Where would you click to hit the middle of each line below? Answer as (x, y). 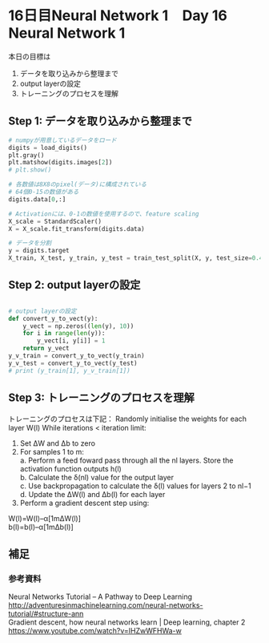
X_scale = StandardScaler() (55, 221)
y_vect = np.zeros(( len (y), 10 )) (78, 326)
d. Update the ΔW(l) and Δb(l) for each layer (92, 494)
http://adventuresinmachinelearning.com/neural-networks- (106, 605)
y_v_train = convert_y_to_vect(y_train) (77, 356)
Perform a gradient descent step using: (84, 503)
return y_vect (46, 349)
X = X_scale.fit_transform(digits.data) (77, 228)
